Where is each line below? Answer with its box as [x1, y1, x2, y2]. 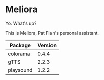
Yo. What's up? [5, 20, 37, 26]
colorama [8, 50, 30, 57]
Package [9, 42, 31, 49]
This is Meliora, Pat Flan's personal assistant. [5, 30, 99, 36]
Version [37, 42, 57, 49]
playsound [8, 66, 33, 73]
